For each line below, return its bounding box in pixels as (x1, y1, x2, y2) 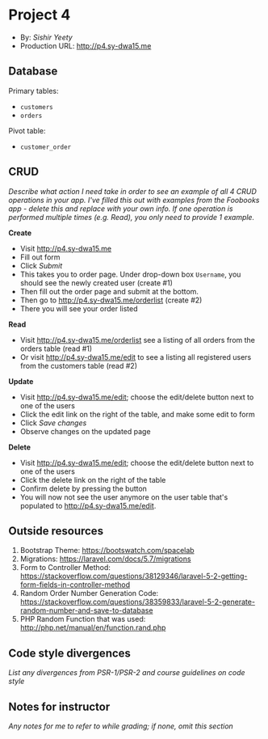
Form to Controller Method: (19, 563, 111, 572)
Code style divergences (8, 646, 132, 660)
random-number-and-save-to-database (19, 606, 153, 615)
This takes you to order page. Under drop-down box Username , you (19, 269, 241, 279)
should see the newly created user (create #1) (19, 277, 174, 288)
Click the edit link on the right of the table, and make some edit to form (19, 409, 256, 419)
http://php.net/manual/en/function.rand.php (19, 623, 166, 632)
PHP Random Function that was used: (19, 614, 146, 624)
